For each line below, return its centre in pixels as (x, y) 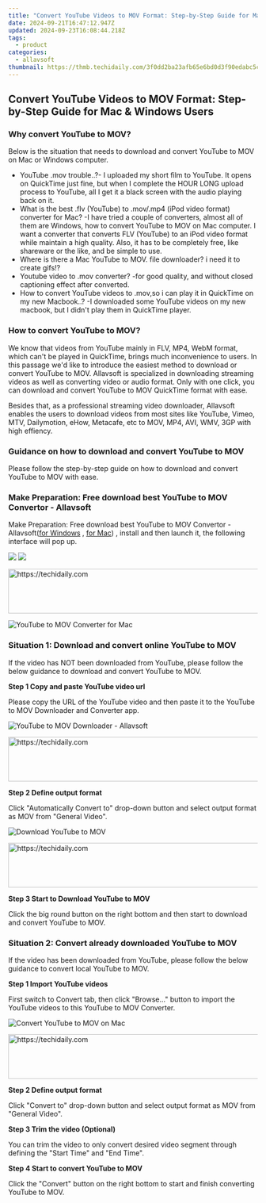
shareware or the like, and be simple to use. (91, 251)
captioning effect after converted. (74, 285)
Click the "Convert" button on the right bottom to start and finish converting (131, 1183)
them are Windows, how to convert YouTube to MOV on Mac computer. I (137, 226)
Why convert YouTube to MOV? (70, 134)
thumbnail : (26, 67)
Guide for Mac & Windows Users (133, 112)
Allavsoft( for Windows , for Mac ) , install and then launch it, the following (127, 533)
